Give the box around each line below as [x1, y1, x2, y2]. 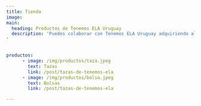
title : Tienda [6, 8, 42, 15]
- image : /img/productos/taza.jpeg [22, 58, 111, 64]
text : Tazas [28, 63, 58, 69]
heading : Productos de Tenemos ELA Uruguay [11, 25, 121, 32]
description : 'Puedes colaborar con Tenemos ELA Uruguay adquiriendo [11, 31, 188, 37]
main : [6, 20, 20, 26]
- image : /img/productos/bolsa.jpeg [22, 74, 114, 80]
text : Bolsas [28, 80, 60, 86]
